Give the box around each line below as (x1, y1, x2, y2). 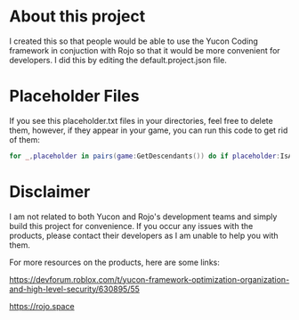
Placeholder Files (9, 86, 140, 106)
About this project (9, 6, 146, 27)
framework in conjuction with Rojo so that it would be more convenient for (9, 45, 280, 55)
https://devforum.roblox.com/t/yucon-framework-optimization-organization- (9, 274, 290, 284)
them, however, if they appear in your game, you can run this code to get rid (9, 125, 288, 135)
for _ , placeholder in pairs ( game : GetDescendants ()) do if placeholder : (9, 152, 281, 160)
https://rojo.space (9, 300, 75, 311)
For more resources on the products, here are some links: (9, 257, 220, 267)
